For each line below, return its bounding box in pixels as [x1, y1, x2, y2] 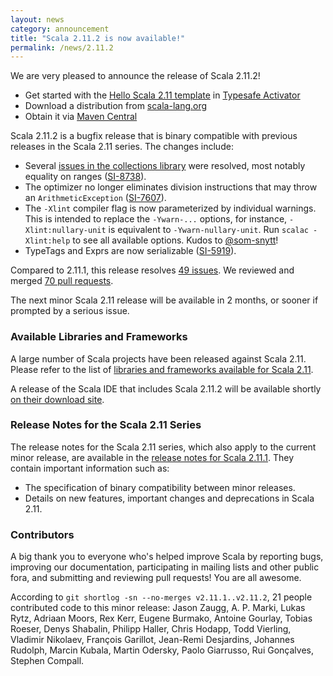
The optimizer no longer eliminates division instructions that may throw [24, 181, 318, 193]
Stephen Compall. [10, 655, 85, 667]
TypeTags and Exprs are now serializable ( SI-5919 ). [24, 245, 237, 257]
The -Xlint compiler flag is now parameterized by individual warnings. [24, 202, 317, 215]
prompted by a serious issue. [10, 305, 130, 317]
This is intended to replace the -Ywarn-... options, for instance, [24, 213, 288, 225]
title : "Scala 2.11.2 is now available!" [10, 33, 186, 43]
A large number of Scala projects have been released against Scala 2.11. [10, 352, 307, 365]
